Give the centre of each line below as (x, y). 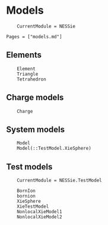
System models (36, 129)
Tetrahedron (31, 79)
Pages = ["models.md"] (34, 36)
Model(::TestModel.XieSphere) (54, 149)
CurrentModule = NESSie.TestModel (59, 181)
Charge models (35, 98)
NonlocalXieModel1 (39, 212)
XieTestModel (33, 206)
